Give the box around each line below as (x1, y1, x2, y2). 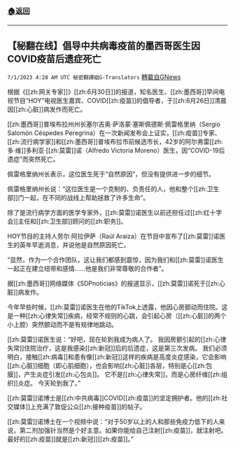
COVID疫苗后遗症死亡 (7, 52, 101, 64)
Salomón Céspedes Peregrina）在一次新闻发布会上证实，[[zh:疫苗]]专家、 (7, 129, 222, 137)
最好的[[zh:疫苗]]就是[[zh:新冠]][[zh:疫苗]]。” (7, 435, 134, 444)
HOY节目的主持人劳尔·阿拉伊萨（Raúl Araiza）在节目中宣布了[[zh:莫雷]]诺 (7, 232, 220, 241)
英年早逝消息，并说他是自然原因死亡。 (19, 241, 130, 249)
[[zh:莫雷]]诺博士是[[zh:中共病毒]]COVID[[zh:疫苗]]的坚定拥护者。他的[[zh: (7, 394, 222, 402)
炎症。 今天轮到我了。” (17, 379, 81, 388)
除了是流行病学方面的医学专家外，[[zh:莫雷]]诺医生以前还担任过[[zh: (7, 209, 204, 217)
